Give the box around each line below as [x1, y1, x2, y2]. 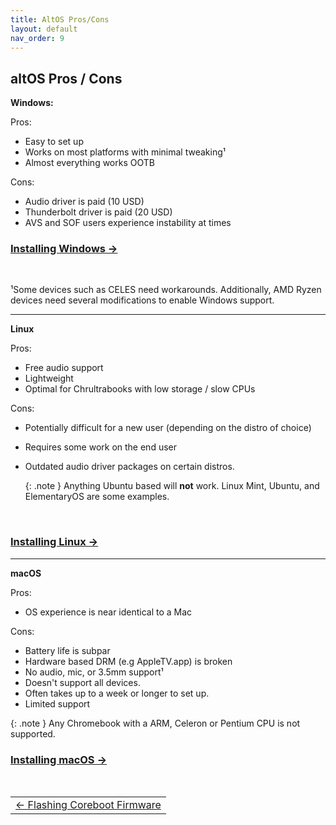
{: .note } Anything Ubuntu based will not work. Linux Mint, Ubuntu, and [24, 480, 320, 492]
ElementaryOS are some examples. [24, 491, 170, 503]
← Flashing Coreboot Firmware [15, 798, 162, 812]
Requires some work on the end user [24, 441, 177, 453]
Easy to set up [24, 136, 84, 148]
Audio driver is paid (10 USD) [24, 196, 145, 208]
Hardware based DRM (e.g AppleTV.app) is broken [24, 655, 233, 667]
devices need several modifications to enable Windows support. [10, 294, 275, 306]
